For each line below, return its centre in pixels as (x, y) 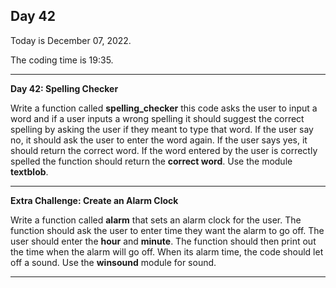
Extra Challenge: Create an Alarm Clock (94, 200)
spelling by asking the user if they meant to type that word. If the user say (162, 129)
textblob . (29, 171)
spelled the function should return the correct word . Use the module (151, 161)
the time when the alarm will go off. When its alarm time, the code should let (167, 251)
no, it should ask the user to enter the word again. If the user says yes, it (159, 140)
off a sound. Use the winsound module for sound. (113, 262)
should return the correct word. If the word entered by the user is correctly (164, 150)
